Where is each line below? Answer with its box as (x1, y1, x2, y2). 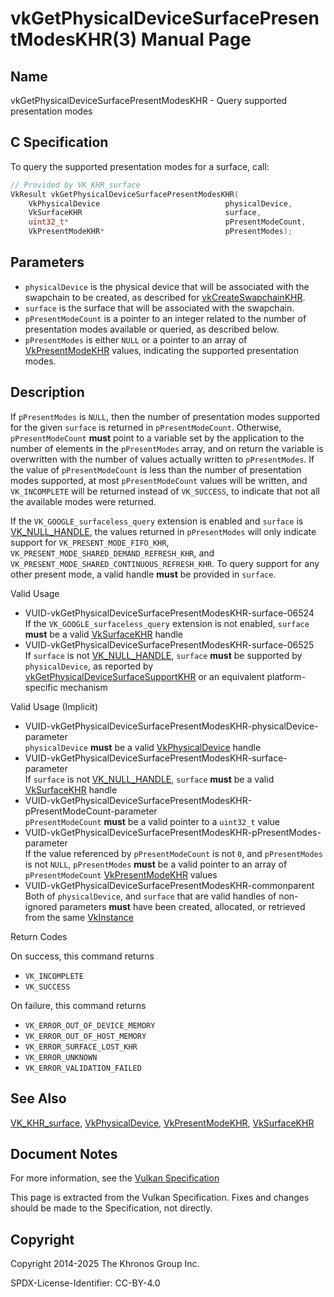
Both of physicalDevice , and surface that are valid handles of (24, 890, 277, 902)
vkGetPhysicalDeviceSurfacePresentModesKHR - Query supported (10, 95, 288, 106)
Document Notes (10, 1145, 118, 1162)
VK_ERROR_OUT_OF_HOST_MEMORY (24, 1031, 147, 1041)
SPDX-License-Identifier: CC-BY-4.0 (10, 1277, 161, 1289)
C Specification (10, 134, 109, 151)
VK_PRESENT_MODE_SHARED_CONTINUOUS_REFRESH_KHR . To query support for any (10, 557, 320, 569)
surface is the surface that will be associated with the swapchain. (24, 302, 295, 314)
